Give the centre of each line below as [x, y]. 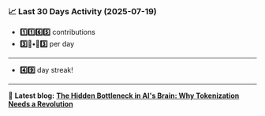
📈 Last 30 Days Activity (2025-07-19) [83, 11]
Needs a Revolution [41, 104]
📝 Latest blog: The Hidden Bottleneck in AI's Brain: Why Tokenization [124, 95]
